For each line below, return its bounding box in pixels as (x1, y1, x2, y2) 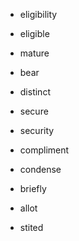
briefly (19, 183, 47, 194)
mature (19, 47, 50, 59)
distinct (19, 86, 51, 98)
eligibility (19, 9, 58, 20)
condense (19, 164, 62, 175)
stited (19, 222, 44, 233)
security (19, 125, 55, 136)
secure (19, 105, 49, 117)
